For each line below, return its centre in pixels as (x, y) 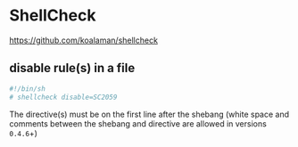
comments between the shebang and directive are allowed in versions (138, 123)
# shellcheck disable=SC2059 (63, 97)
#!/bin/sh (28, 89)
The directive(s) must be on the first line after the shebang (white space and (149, 114)
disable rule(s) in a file (72, 68)
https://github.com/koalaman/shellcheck (84, 40)
